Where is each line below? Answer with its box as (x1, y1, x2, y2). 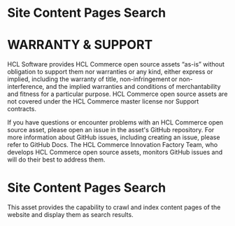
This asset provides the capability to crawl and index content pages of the (7, 203, 221, 211)
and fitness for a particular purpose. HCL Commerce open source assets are (7, 90, 228, 99)
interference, (7, 83, 45, 91)
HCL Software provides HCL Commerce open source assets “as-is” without (7, 60, 225, 69)
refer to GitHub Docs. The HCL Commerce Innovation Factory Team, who (7, 141, 218, 149)
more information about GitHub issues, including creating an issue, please (7, 133, 220, 141)
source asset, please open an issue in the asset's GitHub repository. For (7, 126, 215, 134)
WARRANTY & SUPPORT (7, 37, 153, 53)
